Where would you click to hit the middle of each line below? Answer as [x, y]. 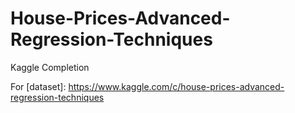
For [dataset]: [38, 86]
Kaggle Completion [50, 67]
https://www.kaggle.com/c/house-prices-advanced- [176, 86]
